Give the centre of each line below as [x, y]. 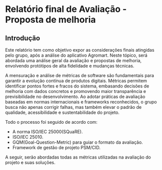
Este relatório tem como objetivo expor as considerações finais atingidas [80, 50]
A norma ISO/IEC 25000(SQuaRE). [48, 132]
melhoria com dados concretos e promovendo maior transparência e [76, 91]
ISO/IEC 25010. [28, 137]
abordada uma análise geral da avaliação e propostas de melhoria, [74, 60]
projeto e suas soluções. [30, 162]
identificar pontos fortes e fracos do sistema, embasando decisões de [77, 86]
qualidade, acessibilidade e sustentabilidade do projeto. [62, 112]
